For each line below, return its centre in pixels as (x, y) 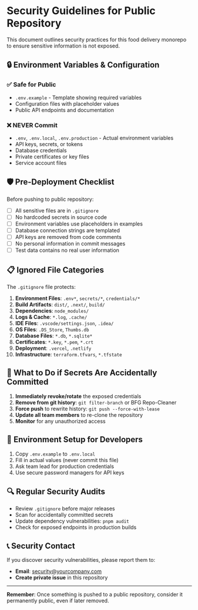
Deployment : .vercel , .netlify (53, 348)
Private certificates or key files (52, 156)
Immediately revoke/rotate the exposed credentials (78, 396)
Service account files (41, 163)
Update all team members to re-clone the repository (79, 414)
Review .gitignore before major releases (65, 508)
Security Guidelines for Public (81, 11)
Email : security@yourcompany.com (58, 571)
